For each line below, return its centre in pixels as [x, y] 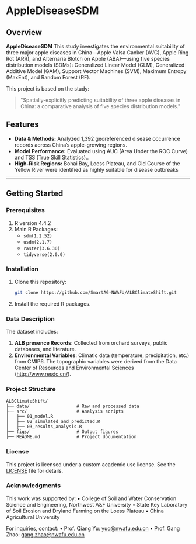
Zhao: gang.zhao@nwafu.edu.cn [45, 534]
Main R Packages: [36, 229]
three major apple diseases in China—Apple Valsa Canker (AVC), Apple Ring [97, 53]
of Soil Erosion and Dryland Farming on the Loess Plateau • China [85, 511]
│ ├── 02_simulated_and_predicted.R [53, 422]
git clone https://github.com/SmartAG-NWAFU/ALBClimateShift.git [95, 292]
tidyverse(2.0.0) [44, 254]
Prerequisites [25, 210]
